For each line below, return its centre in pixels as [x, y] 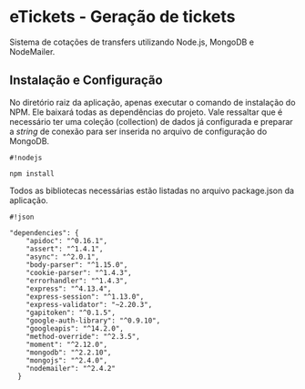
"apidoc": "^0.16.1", [66, 241]
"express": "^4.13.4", [69, 289]
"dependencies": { [44, 233]
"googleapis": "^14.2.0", [75, 328]
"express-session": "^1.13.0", [85, 297]
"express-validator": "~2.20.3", [89, 304]
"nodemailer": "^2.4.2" [71, 368]
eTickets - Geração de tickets [122, 17]
